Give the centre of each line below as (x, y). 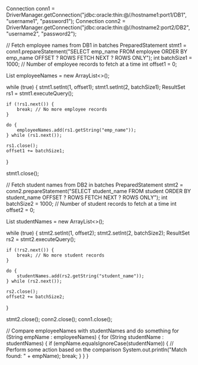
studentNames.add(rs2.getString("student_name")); (81, 276)
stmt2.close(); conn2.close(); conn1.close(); (59, 319)
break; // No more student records (61, 255)
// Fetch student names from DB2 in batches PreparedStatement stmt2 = (95, 185)
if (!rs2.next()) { (30, 250)
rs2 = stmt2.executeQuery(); (41, 239)
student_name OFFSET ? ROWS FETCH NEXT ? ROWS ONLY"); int (87, 197)
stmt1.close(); (23, 173)
